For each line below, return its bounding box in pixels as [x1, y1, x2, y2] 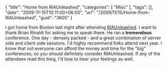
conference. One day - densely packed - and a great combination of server [5, 35, 161, 41]
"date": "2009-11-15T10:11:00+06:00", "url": [5, 9, 96, 15]
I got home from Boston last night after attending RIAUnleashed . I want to [5, 24, 157, 30]
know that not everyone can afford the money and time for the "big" [5, 46, 146, 51]
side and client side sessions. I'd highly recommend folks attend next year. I [5, 40, 162, 46]
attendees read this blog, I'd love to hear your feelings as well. [5, 56, 134, 62]
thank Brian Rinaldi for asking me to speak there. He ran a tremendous [5, 30, 152, 35]
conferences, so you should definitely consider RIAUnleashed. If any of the [5, 51, 160, 57]
